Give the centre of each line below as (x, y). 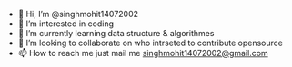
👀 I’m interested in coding (66, 24)
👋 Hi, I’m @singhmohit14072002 (78, 14)
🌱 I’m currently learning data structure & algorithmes (116, 33)
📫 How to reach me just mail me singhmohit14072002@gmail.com (143, 53)
